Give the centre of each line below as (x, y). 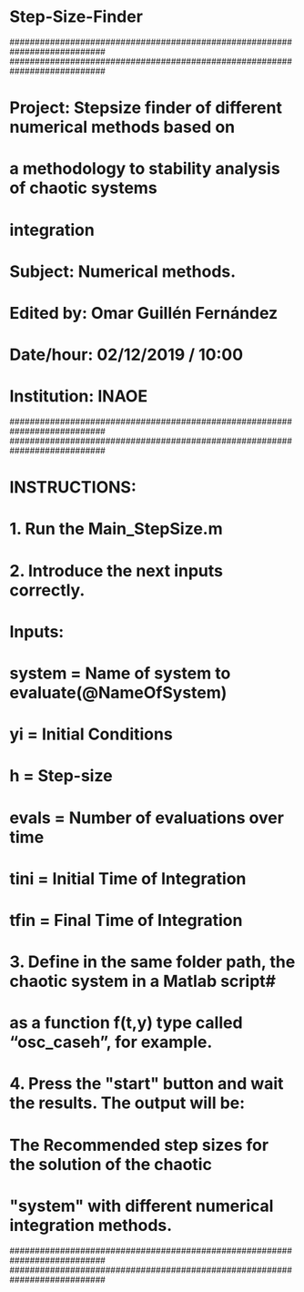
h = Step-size (61, 776)
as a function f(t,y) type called (126, 1023)
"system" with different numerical (142, 1206)
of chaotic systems (83, 188)
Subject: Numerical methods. (123, 271)
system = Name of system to (120, 673)
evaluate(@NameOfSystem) (118, 692)
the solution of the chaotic (111, 1164)
